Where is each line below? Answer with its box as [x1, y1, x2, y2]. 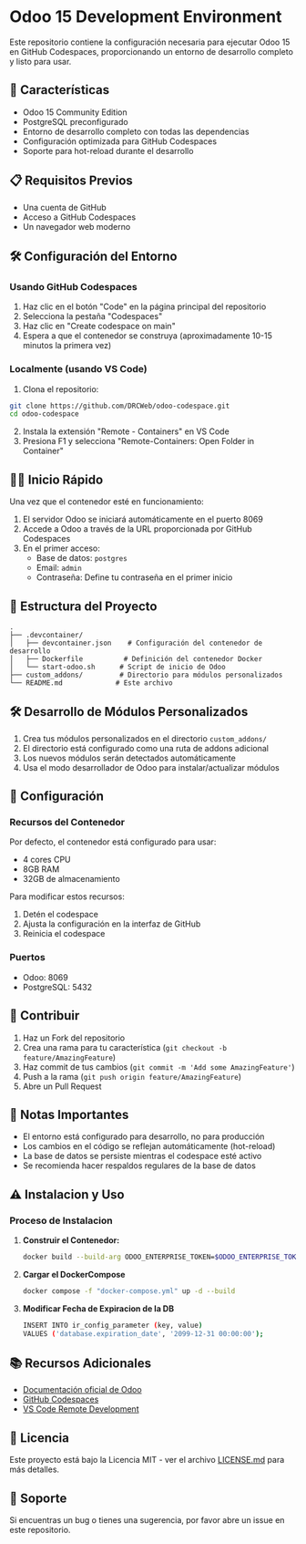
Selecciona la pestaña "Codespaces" [22, 311, 163, 322]
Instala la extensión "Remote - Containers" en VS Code [22, 426, 229, 437]
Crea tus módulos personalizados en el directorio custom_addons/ [22, 732, 267, 744]
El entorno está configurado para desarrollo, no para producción [22, 1131, 265, 1142]
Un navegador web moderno [22, 221, 131, 232]
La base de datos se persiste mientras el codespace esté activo [22, 1151, 262, 1162]
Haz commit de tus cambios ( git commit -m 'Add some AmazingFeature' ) [22, 1061, 295, 1073]
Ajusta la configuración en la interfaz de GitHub [22, 918, 201, 929]
